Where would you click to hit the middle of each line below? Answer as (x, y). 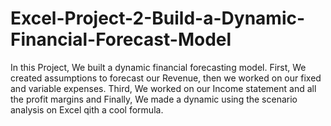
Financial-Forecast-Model (121, 39)
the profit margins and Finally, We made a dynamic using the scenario (154, 99)
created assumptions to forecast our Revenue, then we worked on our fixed (166, 78)
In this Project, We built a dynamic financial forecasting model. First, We (158, 67)
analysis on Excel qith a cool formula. (87, 109)
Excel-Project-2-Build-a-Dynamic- (158, 18)
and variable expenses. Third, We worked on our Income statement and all (163, 88)
